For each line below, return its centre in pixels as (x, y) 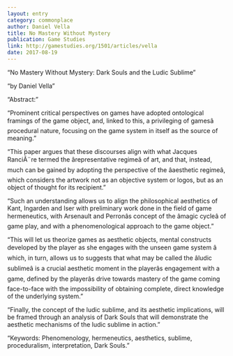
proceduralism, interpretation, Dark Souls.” (69, 345)
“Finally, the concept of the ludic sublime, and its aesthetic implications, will (116, 309)
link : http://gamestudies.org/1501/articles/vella (82, 46)
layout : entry (28, 14)
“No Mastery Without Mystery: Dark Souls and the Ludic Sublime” (102, 72)
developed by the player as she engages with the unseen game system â (112, 247)
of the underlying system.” (45, 296)
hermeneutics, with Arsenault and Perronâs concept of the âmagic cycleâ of (117, 216)
